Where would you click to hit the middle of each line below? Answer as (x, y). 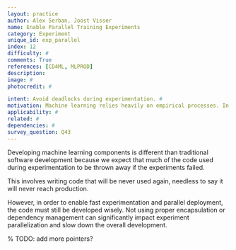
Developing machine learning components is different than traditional (108, 152)
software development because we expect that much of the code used (110, 159)
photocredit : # (30, 86)
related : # (23, 119)
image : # (20, 80)
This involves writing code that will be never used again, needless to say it (116, 181)
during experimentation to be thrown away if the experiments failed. (106, 167)
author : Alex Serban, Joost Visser (60, 21)
